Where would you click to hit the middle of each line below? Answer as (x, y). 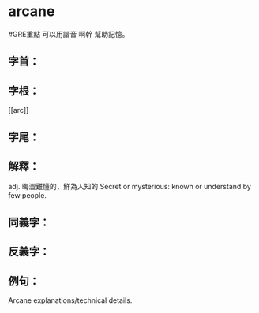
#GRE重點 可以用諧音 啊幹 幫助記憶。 (69, 34)
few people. (28, 196)
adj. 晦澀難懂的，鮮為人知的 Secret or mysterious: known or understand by (129, 187)
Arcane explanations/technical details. (70, 300)
